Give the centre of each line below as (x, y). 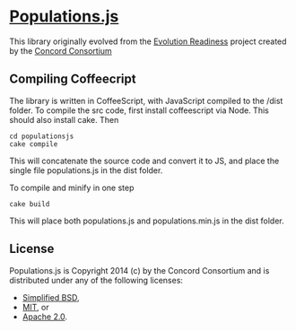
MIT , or (35, 307)
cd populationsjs (42, 136)
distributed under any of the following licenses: (96, 280)
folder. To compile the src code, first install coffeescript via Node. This (139, 110)
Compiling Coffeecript (73, 79)
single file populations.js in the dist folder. (86, 170)
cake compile (34, 144)
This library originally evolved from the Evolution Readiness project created (148, 41)
